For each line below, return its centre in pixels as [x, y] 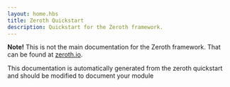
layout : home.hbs [33, 14]
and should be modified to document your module [81, 76]
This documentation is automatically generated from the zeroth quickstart [115, 69]
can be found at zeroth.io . [45, 54]
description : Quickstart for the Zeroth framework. [85, 27]
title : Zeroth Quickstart [45, 21]
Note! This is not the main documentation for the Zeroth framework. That [114, 47]
